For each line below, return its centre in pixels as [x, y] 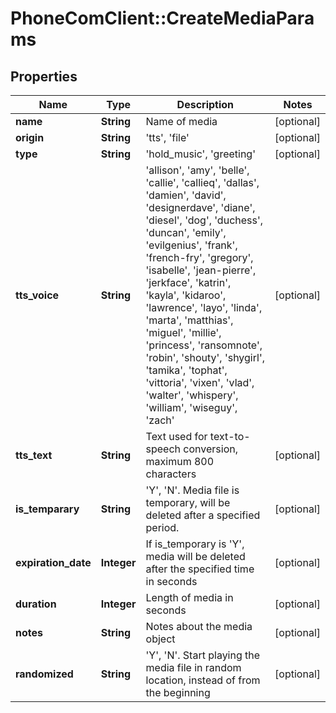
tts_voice [37, 295]
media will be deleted [195, 556]
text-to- [230, 436]
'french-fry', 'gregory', [199, 257]
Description [205, 104]
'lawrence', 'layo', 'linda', [204, 307]
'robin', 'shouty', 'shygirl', [205, 357]
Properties [44, 76]
